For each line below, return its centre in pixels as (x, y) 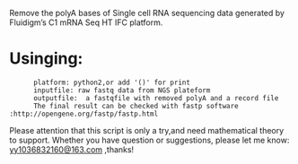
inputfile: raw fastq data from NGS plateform (122, 90)
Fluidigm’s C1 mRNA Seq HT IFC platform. (86, 22)
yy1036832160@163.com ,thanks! (72, 149)
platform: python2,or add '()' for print (112, 82)
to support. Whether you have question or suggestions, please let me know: (149, 140)
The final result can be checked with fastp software (136, 106)
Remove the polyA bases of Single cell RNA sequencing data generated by (147, 13)
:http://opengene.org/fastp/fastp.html (84, 114)
